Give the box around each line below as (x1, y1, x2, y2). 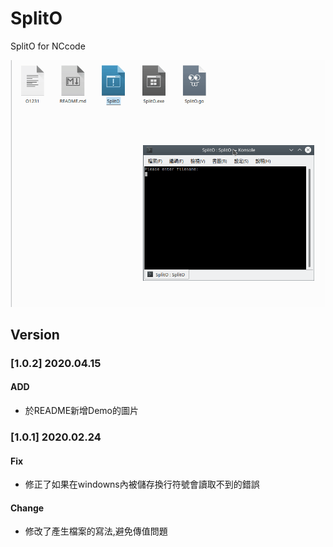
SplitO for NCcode (10, 40, 86, 52)
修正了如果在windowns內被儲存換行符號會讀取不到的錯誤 (24, 478, 260, 491)
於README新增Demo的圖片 (24, 405, 139, 417)
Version (10, 326, 60, 343)
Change (10, 502, 45, 514)
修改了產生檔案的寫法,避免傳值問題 (24, 525, 168, 537)
